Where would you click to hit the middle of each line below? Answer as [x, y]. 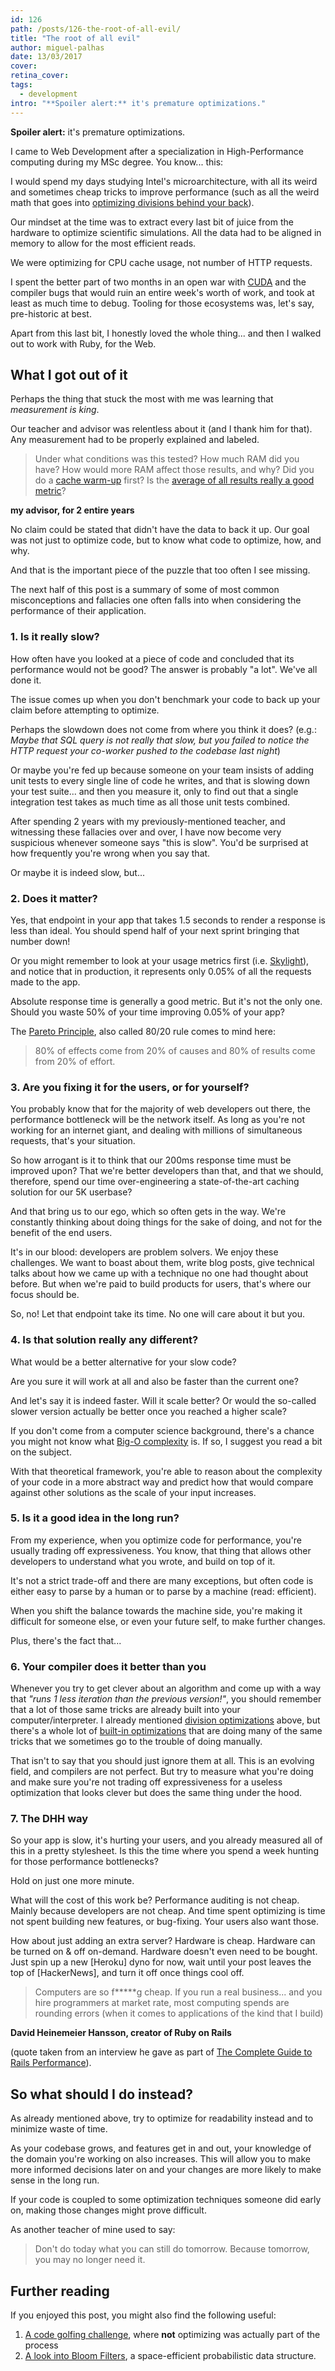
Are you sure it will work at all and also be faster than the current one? [154, 1381]
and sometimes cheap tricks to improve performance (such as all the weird [165, 192]
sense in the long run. [55, 2180]
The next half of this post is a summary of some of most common [145, 590]
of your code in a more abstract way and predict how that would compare [162, 1482]
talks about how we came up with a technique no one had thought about [159, 1273]
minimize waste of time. [59, 2129]
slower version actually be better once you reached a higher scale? [148, 1411]
